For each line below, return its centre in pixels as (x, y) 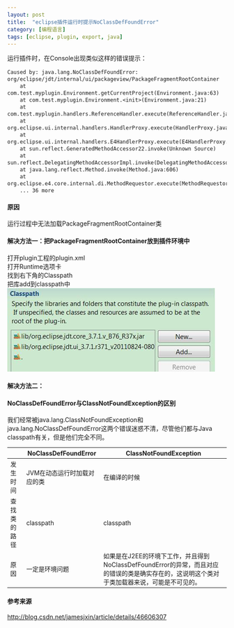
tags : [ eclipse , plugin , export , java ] (65, 37)
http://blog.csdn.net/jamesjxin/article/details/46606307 (87, 617)
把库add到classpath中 (39, 284)
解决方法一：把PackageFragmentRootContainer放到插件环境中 (99, 241)
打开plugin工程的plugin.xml (46, 258)
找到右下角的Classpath (40, 275)
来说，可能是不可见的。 (167, 582)
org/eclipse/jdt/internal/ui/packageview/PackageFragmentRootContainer (113, 79)
